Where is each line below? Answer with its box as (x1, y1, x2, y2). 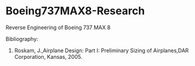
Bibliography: (5, 35, 38, 42)
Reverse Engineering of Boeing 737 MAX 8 (5, 24, 111, 31)
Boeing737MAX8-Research (5, 4, 145, 18)
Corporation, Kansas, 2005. (14, 53, 83, 60)
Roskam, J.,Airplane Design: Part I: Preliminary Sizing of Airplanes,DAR (14, 46, 189, 54)
